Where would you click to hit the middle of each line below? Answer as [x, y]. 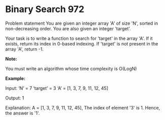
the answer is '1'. [23, 113]
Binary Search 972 [45, 9]
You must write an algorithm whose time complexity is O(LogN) [71, 69]
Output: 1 [15, 98]
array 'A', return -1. [25, 49]
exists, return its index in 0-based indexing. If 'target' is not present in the [82, 43]
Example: [15, 78]
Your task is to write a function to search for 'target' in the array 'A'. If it [79, 38]
